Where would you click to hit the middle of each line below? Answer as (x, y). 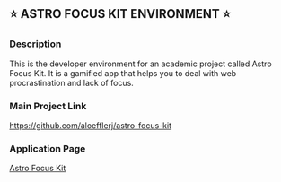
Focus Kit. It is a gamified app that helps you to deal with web (123, 73)
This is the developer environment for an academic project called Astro (140, 64)
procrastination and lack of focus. (72, 82)
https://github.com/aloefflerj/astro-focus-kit (91, 125)
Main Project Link (48, 106)
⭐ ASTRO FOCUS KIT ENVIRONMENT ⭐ (120, 14)
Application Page (48, 148)
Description (35, 44)
